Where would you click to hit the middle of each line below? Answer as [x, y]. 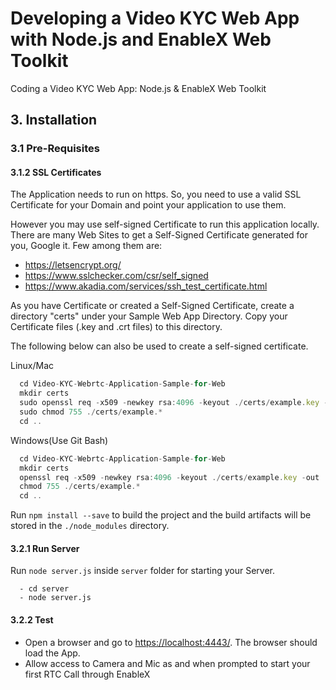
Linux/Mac [32, 366]
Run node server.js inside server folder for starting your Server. [143, 571]
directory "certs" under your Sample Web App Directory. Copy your [149, 316]
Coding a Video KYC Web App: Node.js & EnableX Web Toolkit [138, 88]
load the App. [52, 653]
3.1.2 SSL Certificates [56, 172]
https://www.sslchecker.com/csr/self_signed [116, 276]
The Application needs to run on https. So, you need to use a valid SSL [156, 194]
